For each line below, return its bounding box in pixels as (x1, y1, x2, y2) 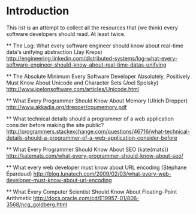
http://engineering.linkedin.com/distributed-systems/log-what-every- (6, 55, 178, 62)
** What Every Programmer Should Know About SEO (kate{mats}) (6, 146, 169, 153)
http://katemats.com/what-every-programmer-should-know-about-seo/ (6, 152, 184, 159)
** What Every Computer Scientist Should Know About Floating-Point (6, 188, 177, 195)
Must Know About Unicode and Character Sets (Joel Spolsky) (6, 79, 159, 86)
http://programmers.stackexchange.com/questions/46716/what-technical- (6, 128, 190, 135)
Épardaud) (6, 170, 32, 177)
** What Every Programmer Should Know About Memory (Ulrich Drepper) (6, 97, 188, 104)
